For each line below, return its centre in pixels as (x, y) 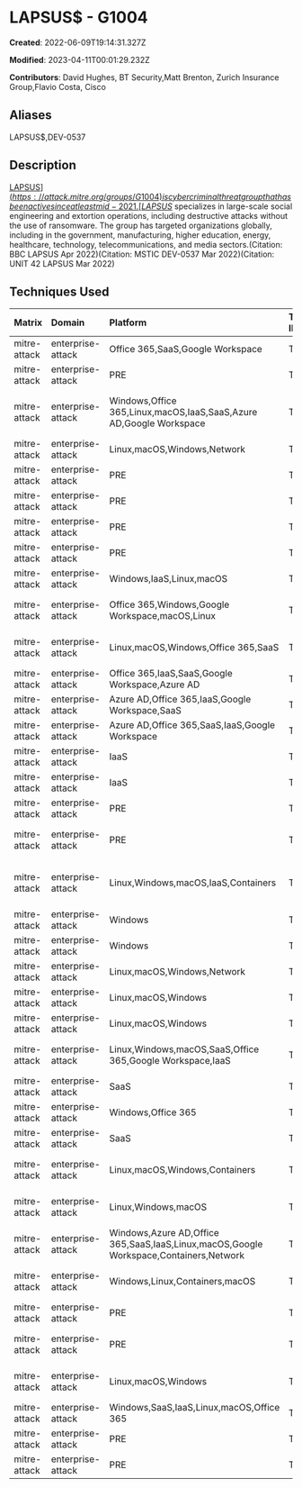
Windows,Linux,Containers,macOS (182, 1282)
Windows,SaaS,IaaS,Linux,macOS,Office (195, 1408)
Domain (68, 322)
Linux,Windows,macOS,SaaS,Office (184, 1049)
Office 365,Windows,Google (169, 604)
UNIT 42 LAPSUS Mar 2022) (62, 263)
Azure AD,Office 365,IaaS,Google (180, 699)
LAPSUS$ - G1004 (79, 18)
